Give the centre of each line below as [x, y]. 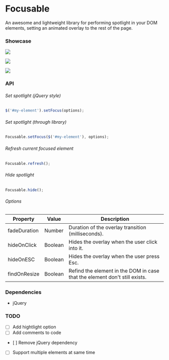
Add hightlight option [34, 327]
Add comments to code [37, 333]
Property [23, 219]
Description [115, 219]
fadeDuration [23, 230]
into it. [76, 248]
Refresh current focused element [39, 148]
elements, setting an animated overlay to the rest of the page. [69, 28]
